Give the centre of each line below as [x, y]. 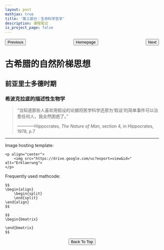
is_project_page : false [29, 28]
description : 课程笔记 [27, 23]
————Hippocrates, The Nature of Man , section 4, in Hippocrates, [85, 126]
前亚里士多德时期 [31, 83]
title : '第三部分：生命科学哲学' [35, 19]
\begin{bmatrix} [21, 219]
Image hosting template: [29, 145]
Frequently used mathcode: [33, 176]
